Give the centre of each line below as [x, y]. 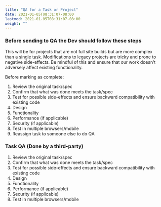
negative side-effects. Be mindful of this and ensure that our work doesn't [80, 62]
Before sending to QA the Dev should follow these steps [73, 41]
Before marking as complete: [35, 77]
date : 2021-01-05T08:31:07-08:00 [40, 14]
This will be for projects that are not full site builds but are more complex [79, 51]
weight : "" [16, 23]
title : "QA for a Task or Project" [42, 10]
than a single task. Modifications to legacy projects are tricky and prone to [81, 57]
